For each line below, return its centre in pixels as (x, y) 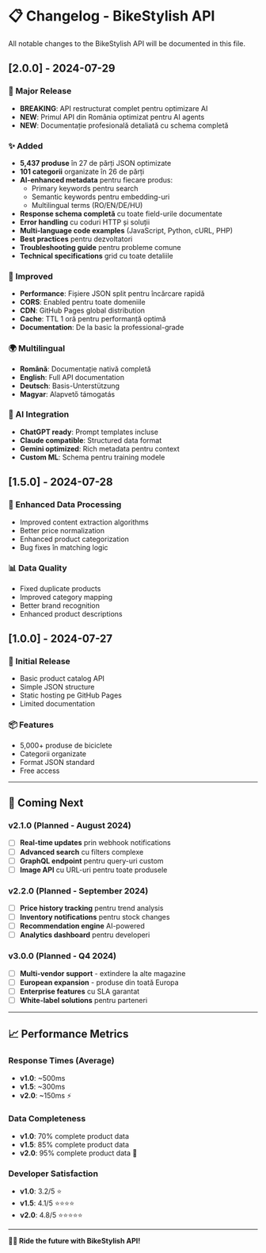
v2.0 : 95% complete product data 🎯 (78, 1153)
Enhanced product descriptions (71, 613)
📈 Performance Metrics (68, 1034)
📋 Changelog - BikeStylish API (112, 16)
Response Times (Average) (61, 1061)
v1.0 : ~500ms (42, 1078)
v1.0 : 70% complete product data (74, 1136)
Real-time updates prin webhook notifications (95, 843)
